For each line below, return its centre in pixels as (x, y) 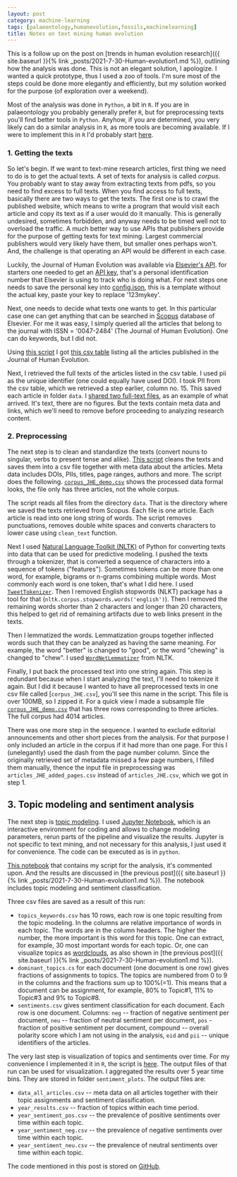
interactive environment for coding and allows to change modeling (104, 829)
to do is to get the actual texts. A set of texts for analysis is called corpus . (114, 176)
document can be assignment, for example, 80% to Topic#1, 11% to (115, 990)
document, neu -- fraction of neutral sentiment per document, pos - (115, 1020)
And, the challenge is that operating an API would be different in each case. (117, 251)
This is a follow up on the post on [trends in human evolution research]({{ (114, 54)
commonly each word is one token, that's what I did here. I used (101, 584)
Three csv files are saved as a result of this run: (77, 901)
